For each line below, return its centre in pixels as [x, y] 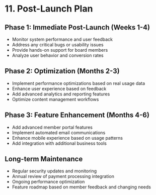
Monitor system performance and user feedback [62, 39]
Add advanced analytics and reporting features [61, 94]
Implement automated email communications [59, 132]
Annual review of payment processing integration [63, 176]
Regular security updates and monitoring [54, 171]
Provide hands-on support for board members [60, 50]
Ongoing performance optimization [48, 182]
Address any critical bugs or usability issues [58, 45]
